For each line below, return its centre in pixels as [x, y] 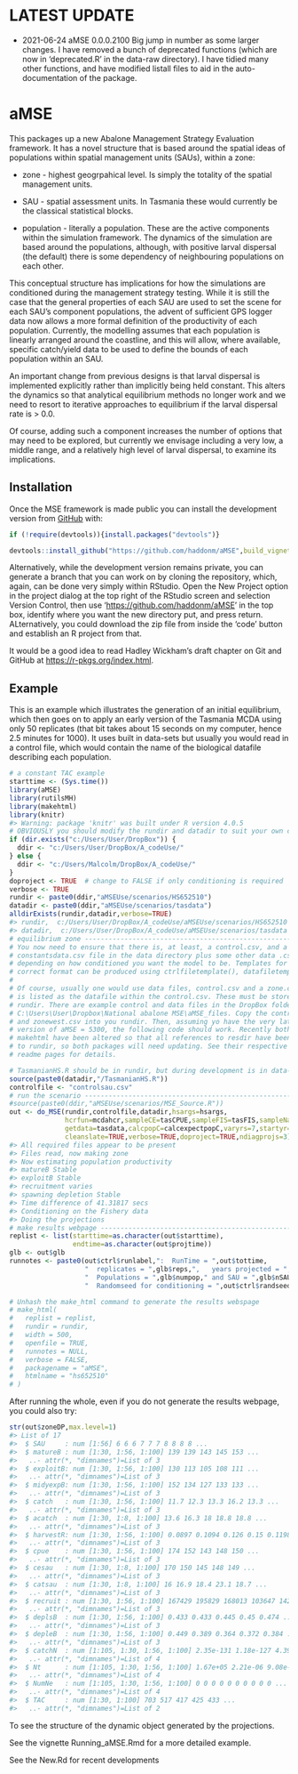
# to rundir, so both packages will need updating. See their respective [149, 1046]
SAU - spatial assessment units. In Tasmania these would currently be [149, 201]
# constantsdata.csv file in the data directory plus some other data [142, 956]
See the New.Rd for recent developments [84, 1760]
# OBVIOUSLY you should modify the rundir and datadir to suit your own [146, 831]
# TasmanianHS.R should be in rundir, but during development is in [138, 1070]
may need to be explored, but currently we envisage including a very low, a [146, 440]
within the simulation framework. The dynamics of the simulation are [147, 238]
